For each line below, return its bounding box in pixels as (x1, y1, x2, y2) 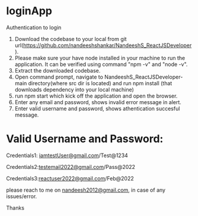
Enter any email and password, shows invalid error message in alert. (14, 98, 182, 105)
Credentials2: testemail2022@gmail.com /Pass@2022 (6, 163, 135, 170)
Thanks (6, 204, 25, 211)
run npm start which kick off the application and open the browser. (14, 92, 178, 99)
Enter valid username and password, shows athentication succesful (14, 105, 180, 112)
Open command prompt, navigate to (14, 73, 104, 80)
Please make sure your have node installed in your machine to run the (14, 54, 186, 61)
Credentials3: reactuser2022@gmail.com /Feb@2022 (6, 174, 135, 182)
